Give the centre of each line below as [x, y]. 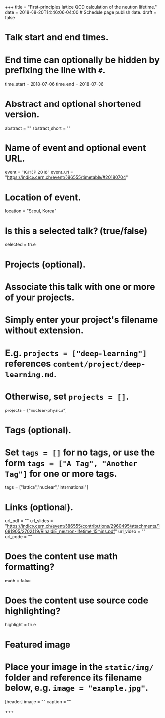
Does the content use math [62, 556]
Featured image [38, 644]
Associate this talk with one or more [80, 287]
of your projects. [40, 297]
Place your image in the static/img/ [79, 667]
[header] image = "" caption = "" [38, 701]
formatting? [30, 567]
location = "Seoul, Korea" [31, 211]
